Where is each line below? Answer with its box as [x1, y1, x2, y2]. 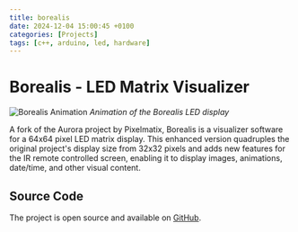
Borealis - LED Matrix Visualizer [9, 77, 250, 97]
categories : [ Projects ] [9, 30, 99, 39]
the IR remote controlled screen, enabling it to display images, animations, [9, 153, 283, 164]
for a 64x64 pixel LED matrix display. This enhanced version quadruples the [9, 134, 290, 145]
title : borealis [9, 13, 70, 22]
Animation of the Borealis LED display [89, 107, 230, 118]
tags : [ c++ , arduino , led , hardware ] [9, 38, 151, 48]
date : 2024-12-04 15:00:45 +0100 [9, 22, 135, 31]
